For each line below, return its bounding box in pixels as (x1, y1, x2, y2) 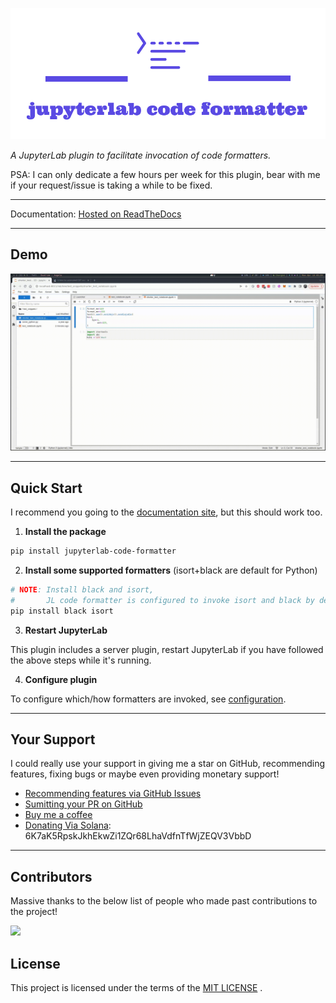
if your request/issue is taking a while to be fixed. (10, 179, 213, 191)
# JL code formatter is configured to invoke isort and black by (10, 595, 315, 605)
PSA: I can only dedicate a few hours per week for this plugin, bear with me (10, 169, 321, 180)
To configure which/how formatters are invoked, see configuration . (10, 693, 287, 705)
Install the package (24, 526, 107, 538)
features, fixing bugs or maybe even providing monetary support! (10, 768, 280, 780)
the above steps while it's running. (10, 654, 152, 666)
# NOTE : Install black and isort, (10, 585, 155, 595)
